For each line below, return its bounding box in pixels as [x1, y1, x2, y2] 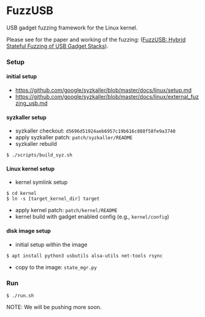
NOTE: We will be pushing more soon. [6, 303, 102, 310]
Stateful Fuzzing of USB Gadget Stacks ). [6, 42, 109, 50]
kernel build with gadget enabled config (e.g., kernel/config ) [15, 213, 170, 221]
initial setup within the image [15, 240, 88, 248]
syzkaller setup [6, 113, 47, 121]
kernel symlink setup [15, 178, 68, 186]
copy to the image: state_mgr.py [15, 263, 97, 270]
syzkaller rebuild [15, 140, 57, 148]
